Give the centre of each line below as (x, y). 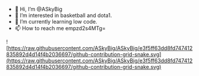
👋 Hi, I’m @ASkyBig (38, 9)
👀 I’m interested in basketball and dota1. (63, 15)
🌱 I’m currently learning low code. (56, 22)
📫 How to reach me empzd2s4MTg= (60, 28)
